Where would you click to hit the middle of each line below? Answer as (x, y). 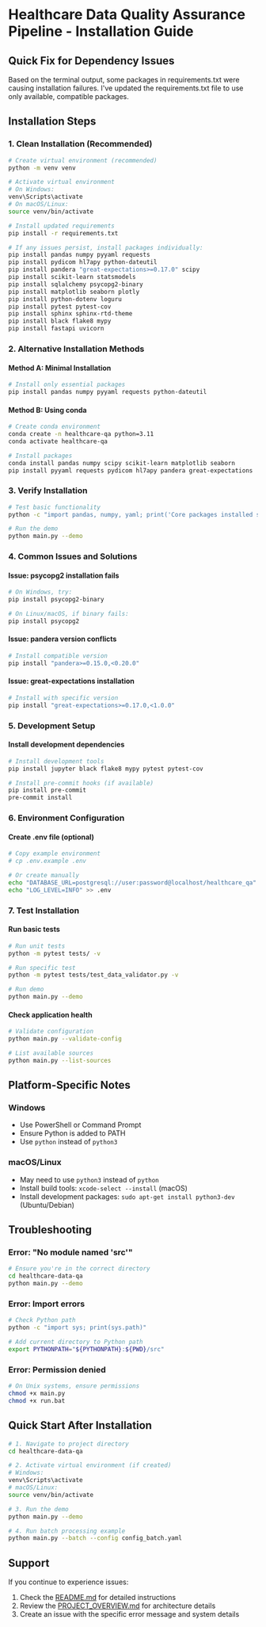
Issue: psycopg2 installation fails (64, 575)
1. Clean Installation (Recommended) (80, 144)
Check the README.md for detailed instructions (98, 1598)
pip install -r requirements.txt (63, 233)
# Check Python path (42, 1320)
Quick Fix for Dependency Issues (91, 61)
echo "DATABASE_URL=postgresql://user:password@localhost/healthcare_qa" (133, 882)
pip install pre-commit (47, 790)
